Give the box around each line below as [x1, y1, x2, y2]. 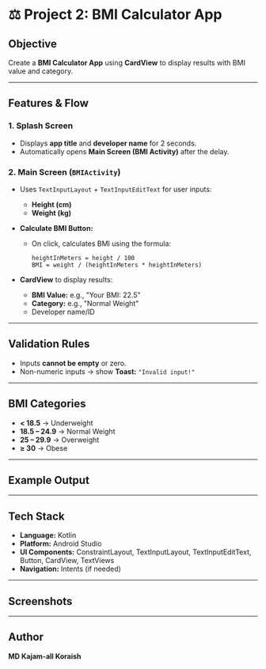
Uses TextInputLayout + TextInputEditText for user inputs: [19, 184, 212, 194]
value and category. [8, 66, 74, 76]
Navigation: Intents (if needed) [19, 564, 121, 574]
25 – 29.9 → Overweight [19, 435, 100, 444]
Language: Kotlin [19, 531, 77, 540]
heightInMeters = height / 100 [31, 254, 135, 262]
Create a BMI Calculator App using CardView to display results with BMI [8, 58, 245, 67]
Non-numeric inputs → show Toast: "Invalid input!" [19, 366, 196, 376]
